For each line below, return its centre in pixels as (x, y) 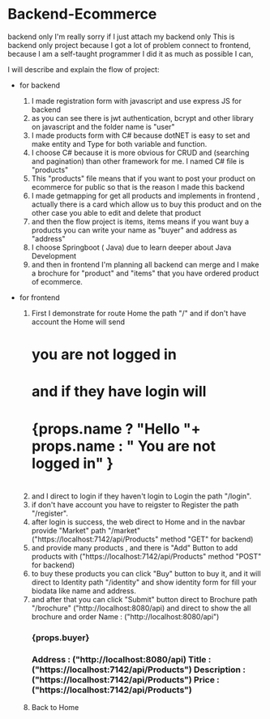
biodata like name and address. (84, 591)
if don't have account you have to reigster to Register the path (135, 504)
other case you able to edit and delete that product (116, 212)
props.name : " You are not (124, 446)
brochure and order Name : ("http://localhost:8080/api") (125, 616)
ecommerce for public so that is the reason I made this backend (138, 186)
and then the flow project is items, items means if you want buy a (140, 221)
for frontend (39, 297)
